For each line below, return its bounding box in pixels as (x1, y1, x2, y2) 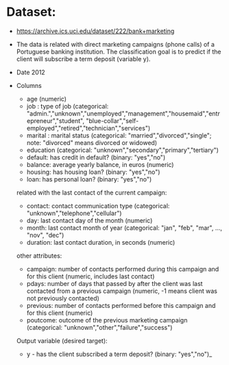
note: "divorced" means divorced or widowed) (26, 138, 158, 146)
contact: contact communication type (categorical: (26, 201, 170, 210)
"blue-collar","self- (86, 116, 139, 124)
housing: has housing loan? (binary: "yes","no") (26, 168, 160, 176)
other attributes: (16, 252, 62, 260)
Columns (16, 81, 43, 89)
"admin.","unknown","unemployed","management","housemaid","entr (26, 109, 220, 118)
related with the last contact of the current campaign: (16, 188, 167, 197)
